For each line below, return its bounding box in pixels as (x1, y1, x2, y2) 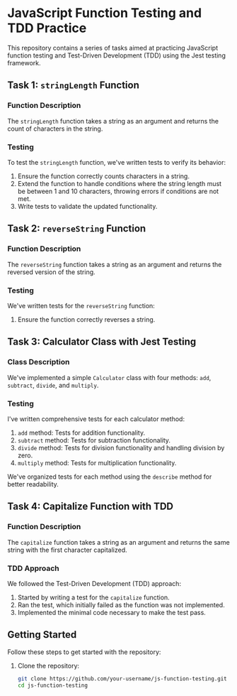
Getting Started (7, 629, 77, 641)
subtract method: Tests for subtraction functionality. (17, 435, 171, 445)
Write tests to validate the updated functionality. (17, 202, 158, 210)
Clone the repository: (17, 661, 80, 670)
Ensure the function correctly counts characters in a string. (17, 172, 190, 180)
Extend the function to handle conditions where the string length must (17, 179, 221, 187)
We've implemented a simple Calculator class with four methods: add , (7, 373, 212, 381)
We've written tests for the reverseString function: (7, 301, 156, 310)
